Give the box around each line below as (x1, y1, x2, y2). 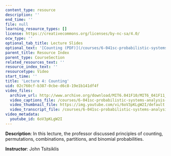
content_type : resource (5, 7, 56, 13)
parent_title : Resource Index (5, 50, 70, 55)
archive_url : (10, 93, 38, 98)
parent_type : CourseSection (5, 55, 65, 60)
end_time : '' (5, 17, 33, 22)
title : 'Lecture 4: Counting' (5, 79, 70, 84)
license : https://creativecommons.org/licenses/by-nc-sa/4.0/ (5, 31, 140, 36)
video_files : (5, 88, 33, 93)
